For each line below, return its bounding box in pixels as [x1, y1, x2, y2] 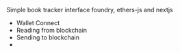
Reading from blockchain [16, 26, 87, 34]
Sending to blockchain [16, 33, 80, 41]
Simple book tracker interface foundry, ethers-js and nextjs [6, 6, 173, 14]
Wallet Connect [16, 19, 60, 26]
